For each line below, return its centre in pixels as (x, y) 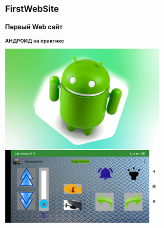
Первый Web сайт (34, 27)
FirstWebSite (32, 9)
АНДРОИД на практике (35, 41)
